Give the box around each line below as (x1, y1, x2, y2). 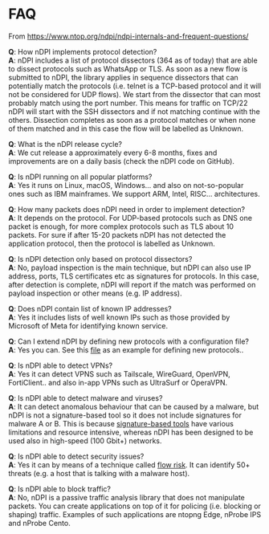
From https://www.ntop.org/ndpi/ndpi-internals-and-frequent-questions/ (8, 31, 249, 41)
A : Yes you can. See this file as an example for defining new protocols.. (8, 344, 244, 354)
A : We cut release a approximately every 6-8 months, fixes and (8, 148, 218, 157)
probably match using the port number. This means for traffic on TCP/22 (8, 98, 248, 108)
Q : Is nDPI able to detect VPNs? (8, 361, 113, 370)
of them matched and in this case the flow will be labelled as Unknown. (8, 124, 244, 133)
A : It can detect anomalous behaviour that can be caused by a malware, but (8, 402, 259, 411)
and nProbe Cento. (8, 518, 71, 528)
